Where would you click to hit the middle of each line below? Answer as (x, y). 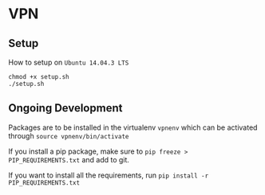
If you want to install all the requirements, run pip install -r (109, 175)
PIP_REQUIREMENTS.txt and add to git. (69, 159)
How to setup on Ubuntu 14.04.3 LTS (69, 62)
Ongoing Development (65, 108)
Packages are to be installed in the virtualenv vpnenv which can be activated (133, 127)
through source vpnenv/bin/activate (69, 135)
